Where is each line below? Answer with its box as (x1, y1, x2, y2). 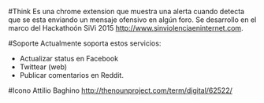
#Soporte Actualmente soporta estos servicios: (8, 39, 162, 48)
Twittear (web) (19, 62, 68, 72)
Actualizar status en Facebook (19, 54, 119, 63)
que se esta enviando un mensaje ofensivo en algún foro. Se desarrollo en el (8, 15, 257, 24)
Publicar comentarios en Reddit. (19, 71, 125, 79)
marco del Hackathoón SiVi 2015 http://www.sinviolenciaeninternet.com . (8, 24, 244, 32)
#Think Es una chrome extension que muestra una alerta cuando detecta (8, 7, 245, 16)
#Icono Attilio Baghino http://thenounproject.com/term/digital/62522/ (8, 86, 232, 95)
